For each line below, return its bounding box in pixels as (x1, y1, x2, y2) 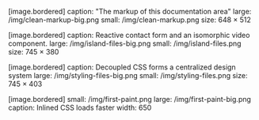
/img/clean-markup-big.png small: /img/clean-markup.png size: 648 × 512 (8, 15, 252, 24)
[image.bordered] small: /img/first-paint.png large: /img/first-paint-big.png (8, 95, 252, 103)
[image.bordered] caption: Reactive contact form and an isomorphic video (8, 31, 250, 39)
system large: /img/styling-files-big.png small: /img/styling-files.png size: (8, 71, 248, 80)
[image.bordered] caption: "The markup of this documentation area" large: (8, 7, 252, 16)
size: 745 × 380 (8, 47, 59, 56)
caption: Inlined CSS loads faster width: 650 (8, 103, 152, 112)
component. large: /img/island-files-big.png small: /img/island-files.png (8, 39, 242, 48)
